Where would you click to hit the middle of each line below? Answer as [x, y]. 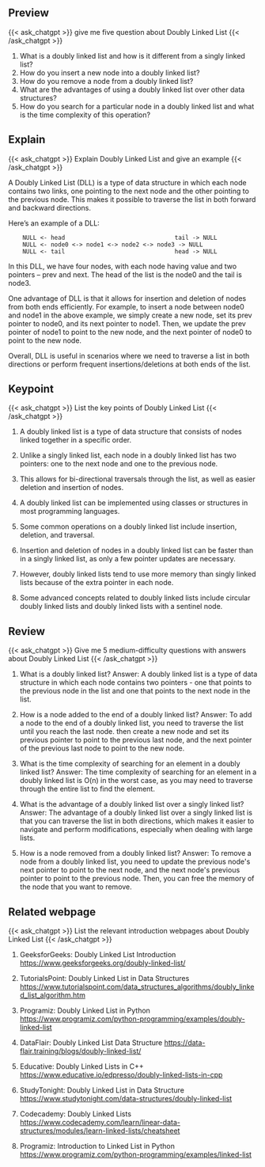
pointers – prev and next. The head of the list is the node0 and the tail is [125, 274]
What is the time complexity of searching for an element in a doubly [130, 764]
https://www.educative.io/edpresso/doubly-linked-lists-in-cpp [121, 1075]
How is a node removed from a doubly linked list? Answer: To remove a [135, 853]
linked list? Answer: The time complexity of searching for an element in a [138, 772]
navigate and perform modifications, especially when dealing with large [136, 830]
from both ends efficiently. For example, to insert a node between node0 [127, 306]
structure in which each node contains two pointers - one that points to [135, 682]
